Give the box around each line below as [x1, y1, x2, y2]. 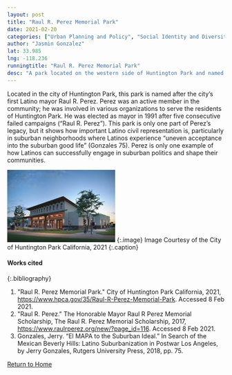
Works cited [7, 259, 43, 267]
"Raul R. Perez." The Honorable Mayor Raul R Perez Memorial [17, 309, 192, 318]
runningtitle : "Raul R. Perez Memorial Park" [7, 62, 140, 69]
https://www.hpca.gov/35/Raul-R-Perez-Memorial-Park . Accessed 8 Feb [17, 295, 225, 303]
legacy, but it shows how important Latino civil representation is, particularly [7, 126, 224, 134]
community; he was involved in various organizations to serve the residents [7, 104, 222, 112]
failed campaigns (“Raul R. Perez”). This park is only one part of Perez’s [7, 119, 211, 128]
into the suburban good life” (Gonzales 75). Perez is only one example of [7, 141, 214, 149]
